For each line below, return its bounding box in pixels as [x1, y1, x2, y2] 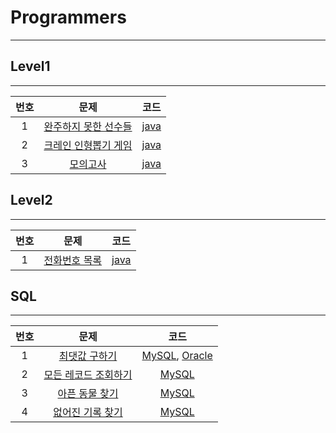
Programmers [10, 6, 127, 29]
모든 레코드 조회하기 [43, 368, 133, 382]
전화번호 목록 [43, 253, 103, 267]
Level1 [10, 58, 51, 75]
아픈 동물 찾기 [57, 387, 119, 401]
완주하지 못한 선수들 [43, 119, 133, 133]
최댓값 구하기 [58, 349, 118, 363]
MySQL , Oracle [141, 349, 213, 363]
